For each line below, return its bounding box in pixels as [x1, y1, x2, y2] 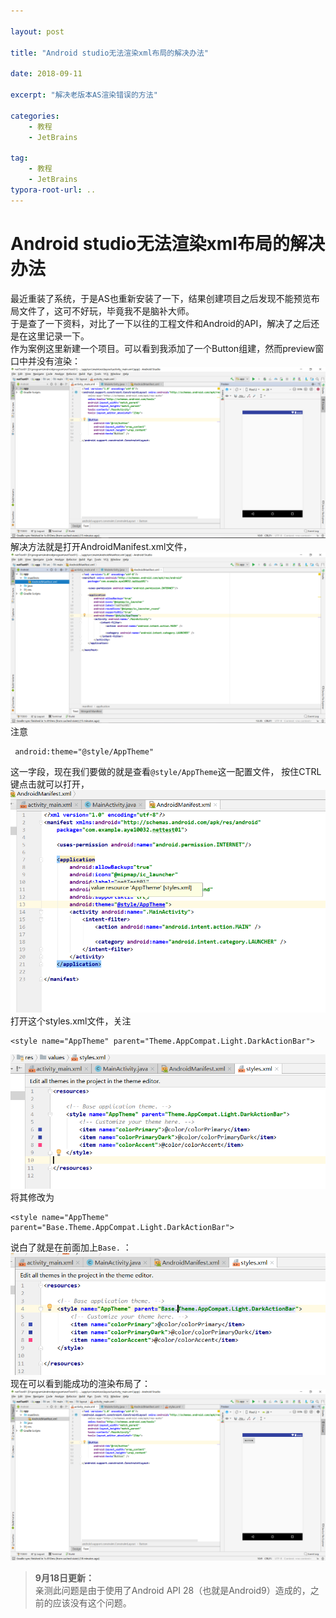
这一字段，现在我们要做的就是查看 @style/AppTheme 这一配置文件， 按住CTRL [10, 766, 322, 778]
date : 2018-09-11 [10, 69, 83, 79]
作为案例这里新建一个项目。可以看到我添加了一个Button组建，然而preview [10, 342, 316, 354]
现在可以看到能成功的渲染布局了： [10, 1378, 151, 1390]
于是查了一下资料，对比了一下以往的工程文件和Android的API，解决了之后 [10, 317, 312, 329]
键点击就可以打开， [10, 778, 90, 790]
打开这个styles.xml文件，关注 [10, 1015, 132, 1027]
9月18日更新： [34, 1571, 95, 1584]
